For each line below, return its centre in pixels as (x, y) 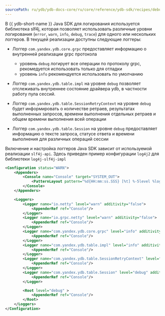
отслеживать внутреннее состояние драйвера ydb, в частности (79, 88)
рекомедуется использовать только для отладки (71, 69)
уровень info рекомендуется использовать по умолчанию (81, 74)
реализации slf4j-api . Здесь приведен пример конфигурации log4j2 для (82, 154)
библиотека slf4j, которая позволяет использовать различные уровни (79, 29)
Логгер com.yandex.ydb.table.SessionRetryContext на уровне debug (82, 103)
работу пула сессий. (34, 94)
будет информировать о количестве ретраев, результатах (73, 108)
